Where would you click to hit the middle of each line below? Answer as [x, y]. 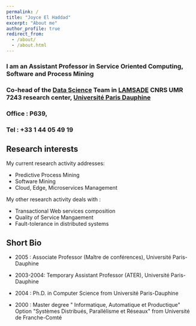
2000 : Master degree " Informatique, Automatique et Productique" [98, 305]
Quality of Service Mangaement [54, 217]
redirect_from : [25, 34]
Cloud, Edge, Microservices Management [66, 188]
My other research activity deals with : [54, 199]
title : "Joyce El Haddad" [38, 17]
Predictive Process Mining [47, 175]
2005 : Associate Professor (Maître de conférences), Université [93, 257]
